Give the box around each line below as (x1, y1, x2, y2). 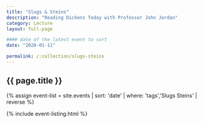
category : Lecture (6, 20, 53, 26)
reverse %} (6, 98, 35, 105)
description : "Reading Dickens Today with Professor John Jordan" (6, 15, 178, 21)
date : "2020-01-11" (6, 42, 56, 48)
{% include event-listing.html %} (6, 110, 88, 117)
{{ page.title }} (6, 76, 63, 86)
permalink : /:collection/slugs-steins (6, 53, 105, 59)
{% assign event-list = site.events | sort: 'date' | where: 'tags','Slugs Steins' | (6, 91, 198, 99)
